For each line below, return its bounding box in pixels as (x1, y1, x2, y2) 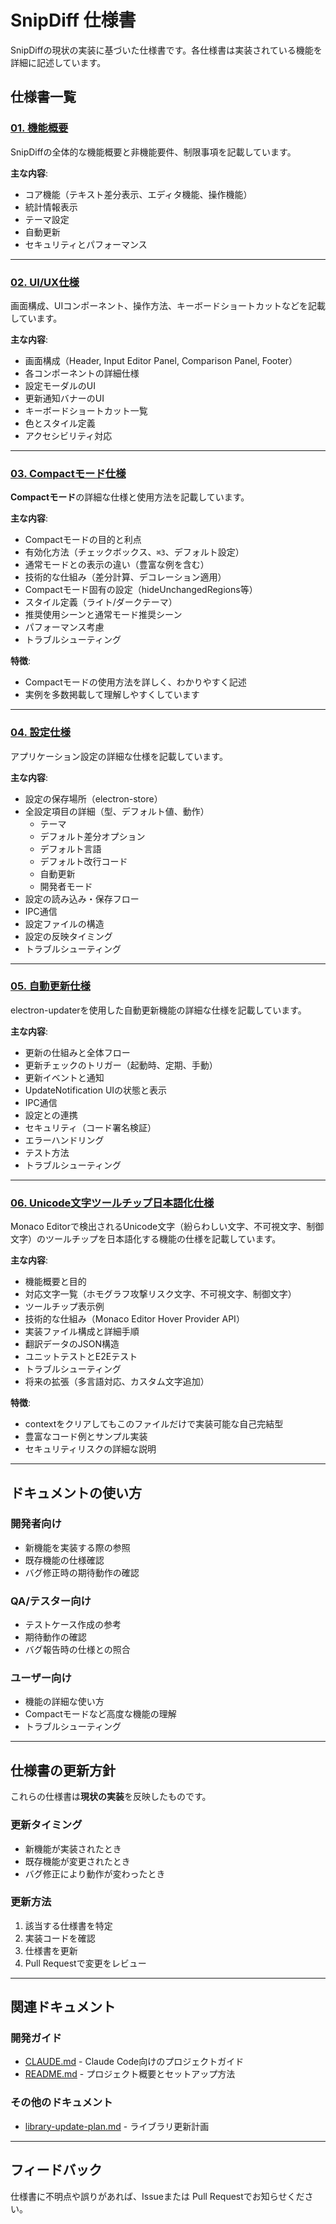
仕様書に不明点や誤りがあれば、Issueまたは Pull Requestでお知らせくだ (10, 2190, 305, 2202)
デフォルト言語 (39, 842, 102, 855)
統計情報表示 (24, 201, 78, 213)
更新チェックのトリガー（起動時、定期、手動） (24, 1059, 218, 1071)
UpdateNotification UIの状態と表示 (24, 1084, 168, 1096)
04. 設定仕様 (10, 726, 71, 740)
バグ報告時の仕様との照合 (24, 1644, 131, 1656)
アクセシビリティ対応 (24, 429, 113, 441)
